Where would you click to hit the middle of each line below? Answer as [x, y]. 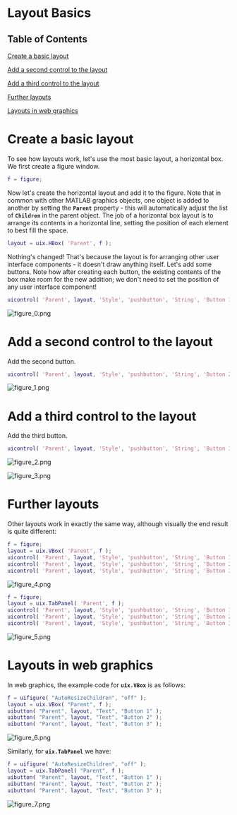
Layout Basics [49, 13]
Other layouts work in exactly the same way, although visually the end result [118, 524]
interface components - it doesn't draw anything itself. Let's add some [110, 264]
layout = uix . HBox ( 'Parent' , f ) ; [60, 243]
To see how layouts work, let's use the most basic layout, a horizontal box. [115, 159]
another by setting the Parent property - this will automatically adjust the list [117, 208]
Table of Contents [48, 39]
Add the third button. [38, 436]
